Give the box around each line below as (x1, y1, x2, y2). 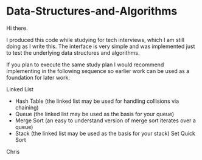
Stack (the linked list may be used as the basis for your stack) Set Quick (15, 130, 196, 137)
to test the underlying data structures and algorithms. (6, 49, 140, 56)
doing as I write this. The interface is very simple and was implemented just (6, 43, 195, 50)
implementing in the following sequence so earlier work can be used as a (6, 67, 190, 74)
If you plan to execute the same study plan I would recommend (6, 61, 164, 68)
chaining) (15, 103, 39, 111)
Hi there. (6, 24, 28, 32)
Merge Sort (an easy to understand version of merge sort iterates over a (15, 117, 197, 124)
